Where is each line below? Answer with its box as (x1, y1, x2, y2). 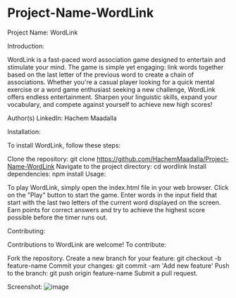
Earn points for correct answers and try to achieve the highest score (7, 205, 206, 214)
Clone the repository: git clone (7, 155, 96, 163)
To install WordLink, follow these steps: (7, 141, 121, 149)
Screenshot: (7, 283, 43, 291)
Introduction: (7, 41, 44, 50)
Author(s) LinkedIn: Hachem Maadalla (7, 114, 118, 122)
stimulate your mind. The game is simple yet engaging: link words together (7, 63, 224, 71)
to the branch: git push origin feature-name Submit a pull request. (7, 268, 198, 277)
